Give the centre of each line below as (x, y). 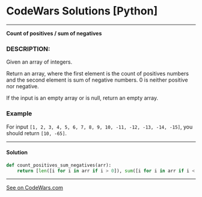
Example (19, 114)
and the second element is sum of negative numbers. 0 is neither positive (97, 80)
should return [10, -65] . (37, 133)
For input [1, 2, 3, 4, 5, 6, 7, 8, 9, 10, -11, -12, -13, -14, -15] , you (99, 127)
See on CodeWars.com (35, 188)
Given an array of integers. (39, 62)
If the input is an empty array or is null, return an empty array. (82, 98)
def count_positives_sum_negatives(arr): (59, 165)
